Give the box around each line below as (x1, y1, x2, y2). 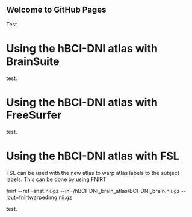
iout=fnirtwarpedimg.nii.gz (6, 194, 72, 201)
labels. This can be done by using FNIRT (6, 176, 107, 183)
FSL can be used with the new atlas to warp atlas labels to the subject (6, 169, 179, 176)
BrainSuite (6, 55, 60, 68)
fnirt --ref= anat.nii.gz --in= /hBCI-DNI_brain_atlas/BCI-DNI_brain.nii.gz (6, 187, 180, 194)
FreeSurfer (6, 108, 62, 122)
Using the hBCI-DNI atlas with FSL (6, 149, 179, 163)
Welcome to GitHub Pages (6, 5, 107, 15)
